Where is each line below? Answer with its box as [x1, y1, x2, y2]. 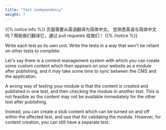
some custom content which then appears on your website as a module [5, 63, 152, 69]
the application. [5, 73, 37, 79]
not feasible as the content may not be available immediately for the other [5, 93, 156, 100]
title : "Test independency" [5, 7, 64, 12]
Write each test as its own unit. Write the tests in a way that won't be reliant [5, 42, 160, 48]
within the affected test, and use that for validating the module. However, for [5, 114, 162, 120]
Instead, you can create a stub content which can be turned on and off [5, 108, 150, 115]
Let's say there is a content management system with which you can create [5, 57, 160, 63]
